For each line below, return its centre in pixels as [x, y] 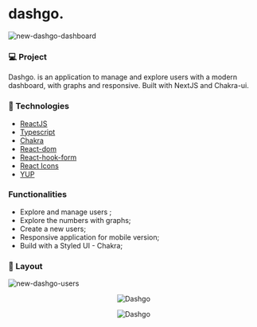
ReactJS [33, 123]
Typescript [37, 132]
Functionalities [38, 194]
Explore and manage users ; [66, 212]
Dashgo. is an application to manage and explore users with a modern [123, 77]
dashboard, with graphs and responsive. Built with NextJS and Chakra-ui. [128, 86]
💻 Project [28, 56]
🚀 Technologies [39, 106]
